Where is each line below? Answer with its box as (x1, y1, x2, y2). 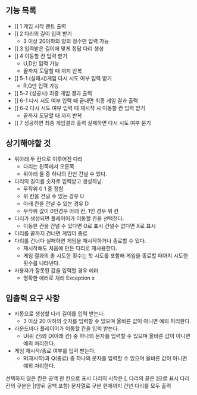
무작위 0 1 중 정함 (23, 185, 64, 192)
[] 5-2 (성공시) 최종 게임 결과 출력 (14, 89, 93, 96)
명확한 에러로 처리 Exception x (23, 274, 95, 281)
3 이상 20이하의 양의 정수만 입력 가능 (23, 37, 110, 45)
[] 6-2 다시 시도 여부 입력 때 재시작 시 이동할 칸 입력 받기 (14, 104, 145, 111)
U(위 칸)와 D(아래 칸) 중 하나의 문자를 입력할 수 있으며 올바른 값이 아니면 (23, 333, 191, 340)
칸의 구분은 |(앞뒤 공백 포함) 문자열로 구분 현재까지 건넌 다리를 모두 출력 (5, 383, 171, 390)
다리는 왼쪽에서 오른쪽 (23, 162, 75, 170)
